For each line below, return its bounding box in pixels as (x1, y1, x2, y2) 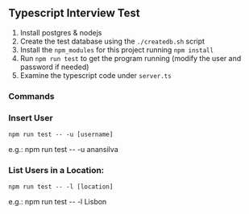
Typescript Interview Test (8, 6, 140, 20)
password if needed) (19, 62, 89, 72)
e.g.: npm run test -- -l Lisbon (8, 197, 107, 207)
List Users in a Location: (8, 164, 105, 175)
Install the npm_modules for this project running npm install (19, 44, 214, 55)
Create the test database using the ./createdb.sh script (19, 36, 205, 46)
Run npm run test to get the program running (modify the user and (19, 53, 242, 63)
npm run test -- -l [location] (8, 183, 114, 191)
